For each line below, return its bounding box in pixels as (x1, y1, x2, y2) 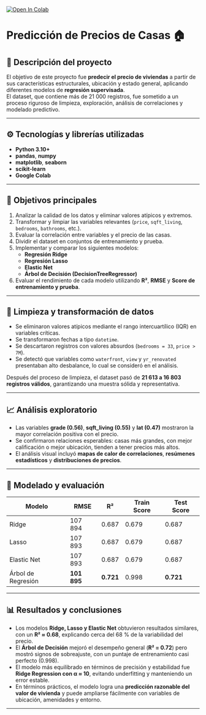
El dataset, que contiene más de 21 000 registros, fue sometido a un (6, 93, 179, 100)
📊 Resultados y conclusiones (6, 605, 122, 616)
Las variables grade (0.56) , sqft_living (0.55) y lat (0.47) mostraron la (15, 424, 194, 432)
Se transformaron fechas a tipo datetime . (15, 336, 120, 343)
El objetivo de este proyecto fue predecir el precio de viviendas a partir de (6, 74, 196, 80)
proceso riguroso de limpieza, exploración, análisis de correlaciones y (6, 99, 183, 107)
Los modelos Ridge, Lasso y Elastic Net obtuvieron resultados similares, (15, 624, 199, 632)
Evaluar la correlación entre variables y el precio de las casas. (15, 231, 172, 239)
